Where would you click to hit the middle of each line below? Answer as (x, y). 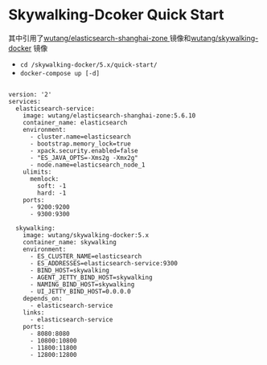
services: (25, 101)
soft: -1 (52, 186)
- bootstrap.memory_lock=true (80, 144)
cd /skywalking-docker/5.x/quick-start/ (88, 65)
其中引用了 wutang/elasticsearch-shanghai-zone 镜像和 (100, 38)
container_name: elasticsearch (75, 122)
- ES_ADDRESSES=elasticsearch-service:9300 (104, 263)
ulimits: (37, 172)
